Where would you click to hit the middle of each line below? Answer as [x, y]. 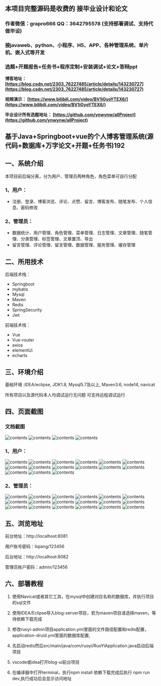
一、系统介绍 [24, 163]
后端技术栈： [18, 274]
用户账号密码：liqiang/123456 [35, 547]
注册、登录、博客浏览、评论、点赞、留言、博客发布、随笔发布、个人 [80, 202]
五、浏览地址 [24, 523]
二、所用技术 [24, 262]
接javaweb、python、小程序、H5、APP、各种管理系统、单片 [77, 45]
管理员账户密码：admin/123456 [36, 567]
